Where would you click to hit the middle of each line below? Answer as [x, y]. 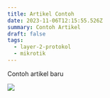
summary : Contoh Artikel [44, 27]
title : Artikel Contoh [41, 14]
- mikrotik [30, 54]
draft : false [27, 34]
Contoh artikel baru [35, 73]
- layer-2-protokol [43, 47]
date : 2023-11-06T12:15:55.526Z [55, 21]
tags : [15, 40]
